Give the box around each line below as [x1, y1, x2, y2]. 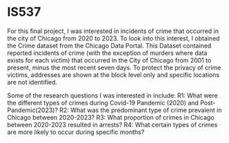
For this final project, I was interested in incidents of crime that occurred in [7, 27, 219, 35]
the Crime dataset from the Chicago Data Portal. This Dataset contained [7, 41, 212, 49]
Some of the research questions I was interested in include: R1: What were [7, 91, 219, 100]
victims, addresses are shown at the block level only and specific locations [7, 70, 219, 79]
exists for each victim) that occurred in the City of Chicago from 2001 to [7, 56, 212, 64]
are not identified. [7, 78, 57, 86]
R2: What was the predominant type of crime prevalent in [59, 106, 222, 114]
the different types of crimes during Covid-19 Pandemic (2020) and [7, 98, 199, 107]
